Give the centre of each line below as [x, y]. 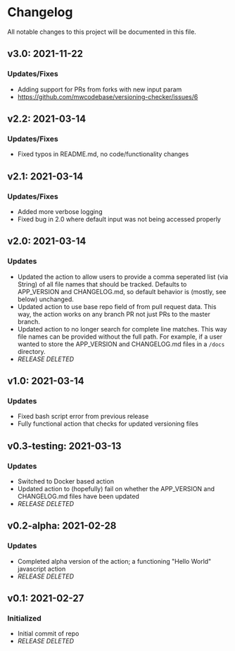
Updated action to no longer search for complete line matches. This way [122, 329]
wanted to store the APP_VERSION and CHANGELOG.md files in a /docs [121, 344]
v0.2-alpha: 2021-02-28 [62, 526]
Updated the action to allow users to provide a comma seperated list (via [123, 277]
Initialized [25, 619]
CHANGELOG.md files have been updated [78, 496]
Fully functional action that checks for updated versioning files [108, 424]
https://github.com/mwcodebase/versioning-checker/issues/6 [108, 96]
